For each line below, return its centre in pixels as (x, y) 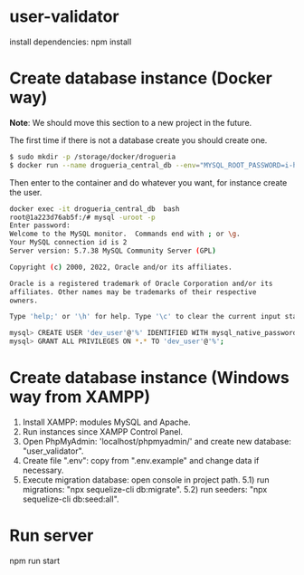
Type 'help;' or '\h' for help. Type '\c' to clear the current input (145, 317)
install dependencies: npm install (71, 42)
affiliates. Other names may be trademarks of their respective (133, 292)
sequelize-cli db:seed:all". (71, 499)
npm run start (35, 561)
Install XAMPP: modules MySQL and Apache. (107, 422)
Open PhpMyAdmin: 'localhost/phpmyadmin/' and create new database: (157, 441)
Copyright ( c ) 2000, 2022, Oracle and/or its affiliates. (121, 267)
